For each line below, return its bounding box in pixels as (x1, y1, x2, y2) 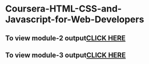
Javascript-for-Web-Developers (5, 14, 144, 25)
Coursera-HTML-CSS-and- (5, 3, 122, 15)
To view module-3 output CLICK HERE (5, 51, 126, 59)
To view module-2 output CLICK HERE (5, 34, 126, 42)
